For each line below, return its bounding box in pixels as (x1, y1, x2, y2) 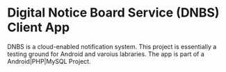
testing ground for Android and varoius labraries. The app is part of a (7, 50, 205, 58)
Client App (7, 19, 70, 35)
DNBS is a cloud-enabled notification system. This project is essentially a (7, 42, 217, 51)
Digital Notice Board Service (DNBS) (7, 5, 220, 21)
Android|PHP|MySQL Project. (7, 57, 92, 65)
